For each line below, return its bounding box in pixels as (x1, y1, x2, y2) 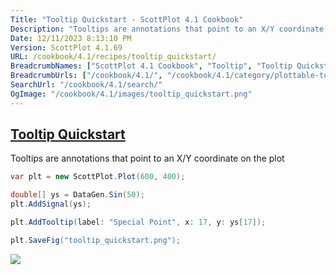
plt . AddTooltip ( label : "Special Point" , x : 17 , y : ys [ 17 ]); (10, 217, 267, 228)
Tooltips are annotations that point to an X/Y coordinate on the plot (10, 152, 285, 165)
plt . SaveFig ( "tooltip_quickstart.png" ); (10, 235, 182, 245)
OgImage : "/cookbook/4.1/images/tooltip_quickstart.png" (10, 89, 253, 99)
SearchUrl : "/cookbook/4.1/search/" (10, 80, 163, 90)
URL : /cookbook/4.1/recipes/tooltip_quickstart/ (10, 52, 217, 62)
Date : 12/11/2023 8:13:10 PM (10, 33, 132, 43)
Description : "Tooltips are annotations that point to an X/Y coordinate (10, 24, 325, 34)
